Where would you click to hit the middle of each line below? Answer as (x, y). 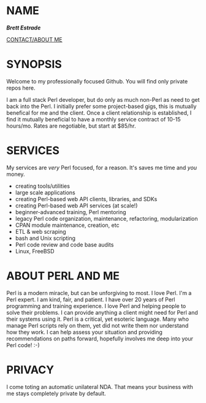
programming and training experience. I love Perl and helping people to (96, 306)
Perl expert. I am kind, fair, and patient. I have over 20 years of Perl (91, 299)
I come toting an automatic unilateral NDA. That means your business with (100, 386)
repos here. (21, 88)
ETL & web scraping (40, 231)
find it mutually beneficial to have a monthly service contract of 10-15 (93, 119)
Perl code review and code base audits (64, 244)
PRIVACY (30, 370)
